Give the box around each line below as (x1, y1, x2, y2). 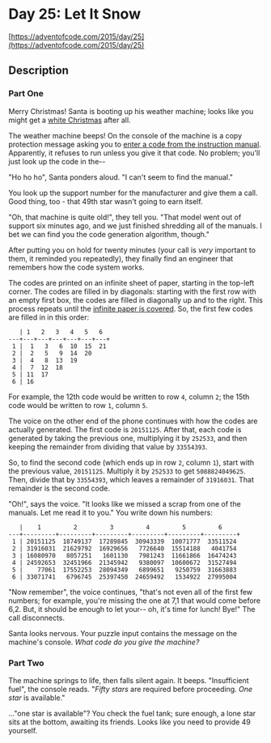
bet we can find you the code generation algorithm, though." (8, 229, 210, 239)
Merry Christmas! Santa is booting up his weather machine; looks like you (8, 106, 254, 116)
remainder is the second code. (8, 483, 111, 493)
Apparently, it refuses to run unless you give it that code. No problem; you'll (8, 147, 260, 158)
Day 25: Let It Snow (8, 5, 142, 23)
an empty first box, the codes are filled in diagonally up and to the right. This (8, 295, 263, 304)
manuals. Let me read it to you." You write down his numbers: (8, 507, 213, 517)
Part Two (8, 657, 44, 669)
